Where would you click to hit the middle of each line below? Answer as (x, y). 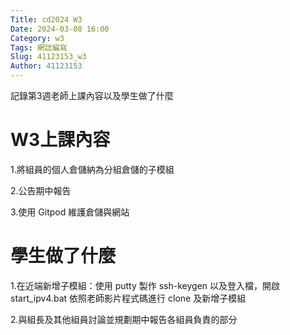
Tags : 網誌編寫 (39, 47)
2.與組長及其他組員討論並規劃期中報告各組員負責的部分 (124, 319)
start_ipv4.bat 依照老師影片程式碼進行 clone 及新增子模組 (128, 298)
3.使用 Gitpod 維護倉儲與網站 (70, 212)
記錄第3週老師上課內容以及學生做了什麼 (92, 95)
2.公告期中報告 (41, 190)
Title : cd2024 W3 (46, 19)
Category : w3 (37, 38)
